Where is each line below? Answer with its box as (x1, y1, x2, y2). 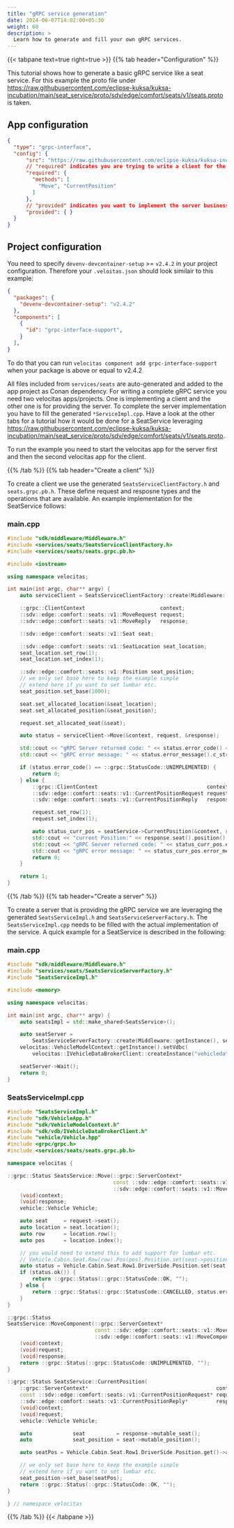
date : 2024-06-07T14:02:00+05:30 (7, 17, 104, 24)
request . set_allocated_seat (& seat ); (19, 719, 127, 726)
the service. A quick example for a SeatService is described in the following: (7, 928, 226, 936)
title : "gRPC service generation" (7, 10, 108, 17)
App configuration (7, 119, 88, 130)
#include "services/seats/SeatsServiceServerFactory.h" (7, 968, 173, 975)
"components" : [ (13, 313, 61, 321)
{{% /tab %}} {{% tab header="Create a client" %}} (7, 465, 155, 474)
